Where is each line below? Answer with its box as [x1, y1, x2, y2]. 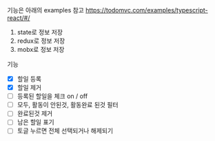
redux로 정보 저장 [17, 37, 65, 45]
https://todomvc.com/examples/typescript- [85, 6, 208, 14]
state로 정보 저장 [17, 28, 63, 36]
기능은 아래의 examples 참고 [7, 6, 84, 14]
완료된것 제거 [17, 109, 53, 117]
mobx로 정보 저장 [17, 46, 65, 53]
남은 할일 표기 [17, 118, 54, 126]
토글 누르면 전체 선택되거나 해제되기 [17, 126, 114, 135]
